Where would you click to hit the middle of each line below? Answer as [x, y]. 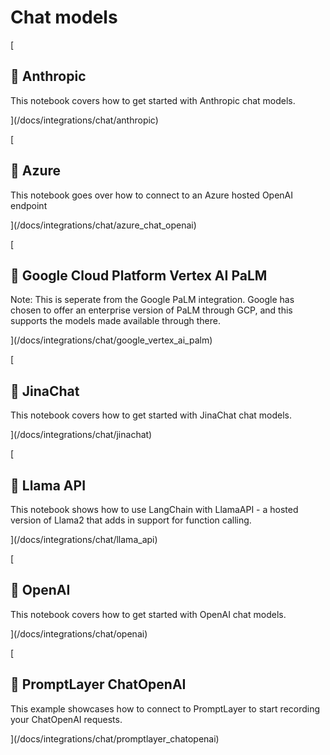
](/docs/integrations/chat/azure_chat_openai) [103, 225]
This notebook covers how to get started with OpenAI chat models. [148, 614]
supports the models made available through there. [115, 321]
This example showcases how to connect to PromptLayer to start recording [165, 708]
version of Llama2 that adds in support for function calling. [131, 520]
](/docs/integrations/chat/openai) [79, 633]
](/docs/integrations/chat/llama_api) [84, 539]
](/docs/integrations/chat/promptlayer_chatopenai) [115, 738]
